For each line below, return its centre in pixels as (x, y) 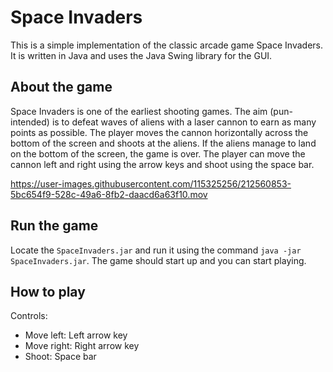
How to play (48, 291)
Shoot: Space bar (60, 357)
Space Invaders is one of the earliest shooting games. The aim (139, 111)
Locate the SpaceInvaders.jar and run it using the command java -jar (156, 250)
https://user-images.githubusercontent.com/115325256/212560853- (151, 183)
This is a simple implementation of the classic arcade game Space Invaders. (166, 45)
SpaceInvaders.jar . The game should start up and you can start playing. (158, 260)
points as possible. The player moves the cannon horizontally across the (159, 132)
